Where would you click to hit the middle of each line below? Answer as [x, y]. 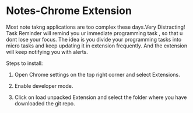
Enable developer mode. [44, 85]
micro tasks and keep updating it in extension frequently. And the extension [97, 46]
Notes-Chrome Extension [69, 11]
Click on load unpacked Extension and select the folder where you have [101, 97]
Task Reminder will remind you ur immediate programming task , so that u [94, 33]
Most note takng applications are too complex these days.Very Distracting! [96, 27]
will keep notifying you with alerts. [47, 52]
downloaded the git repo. [45, 103]
